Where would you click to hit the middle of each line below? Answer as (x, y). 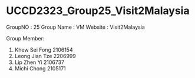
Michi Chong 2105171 (40, 68)
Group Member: (25, 38)
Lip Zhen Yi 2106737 (39, 62)
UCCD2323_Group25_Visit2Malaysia (98, 11)
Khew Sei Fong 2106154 (44, 50)
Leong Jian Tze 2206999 (45, 56)
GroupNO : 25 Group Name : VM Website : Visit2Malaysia (76, 27)
